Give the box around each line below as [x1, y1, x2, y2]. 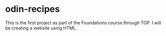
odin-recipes [5, 3, 60, 15]
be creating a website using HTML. [5, 25, 77, 31]
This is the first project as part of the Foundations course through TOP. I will [5, 20, 161, 26]
